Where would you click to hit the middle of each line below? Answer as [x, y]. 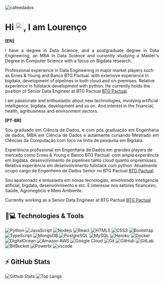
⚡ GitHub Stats [28, 262]
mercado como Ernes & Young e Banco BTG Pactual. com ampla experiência [82, 155]
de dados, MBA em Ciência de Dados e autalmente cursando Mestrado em [82, 135]
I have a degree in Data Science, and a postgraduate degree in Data [82, 50]
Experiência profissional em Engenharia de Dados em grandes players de [79, 150]
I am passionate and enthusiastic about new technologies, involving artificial [82, 100]
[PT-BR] [13, 120]
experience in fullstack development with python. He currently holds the [78, 86]
